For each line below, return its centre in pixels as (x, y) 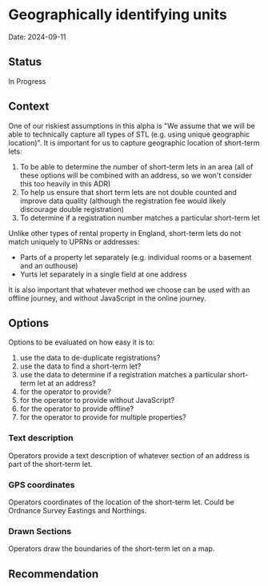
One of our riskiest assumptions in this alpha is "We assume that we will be (132, 126)
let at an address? (66, 383)
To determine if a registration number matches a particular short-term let (140, 217)
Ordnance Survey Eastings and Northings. (78, 510)
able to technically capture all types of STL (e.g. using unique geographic (129, 134)
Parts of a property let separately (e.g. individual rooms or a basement (136, 257)
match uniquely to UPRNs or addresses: (74, 241)
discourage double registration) (72, 209)
